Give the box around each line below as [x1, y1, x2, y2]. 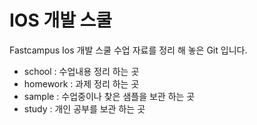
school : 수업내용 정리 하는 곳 [23, 65, 140, 77]
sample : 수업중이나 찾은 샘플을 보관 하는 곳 [23, 90, 196, 102]
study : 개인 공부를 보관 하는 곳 [23, 102, 146, 115]
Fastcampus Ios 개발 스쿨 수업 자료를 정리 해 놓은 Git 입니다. [9, 44, 248, 56]
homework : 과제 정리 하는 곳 [23, 77, 140, 90]
